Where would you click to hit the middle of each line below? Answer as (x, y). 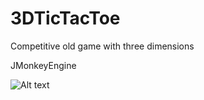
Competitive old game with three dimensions (102, 46)
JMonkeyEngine (43, 65)
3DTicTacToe (65, 18)
